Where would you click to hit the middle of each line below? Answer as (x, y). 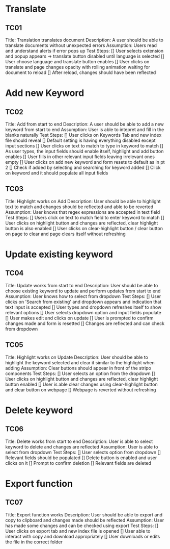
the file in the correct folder (34, 542)
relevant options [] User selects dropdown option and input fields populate (83, 312)
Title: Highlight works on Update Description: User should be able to (77, 357)
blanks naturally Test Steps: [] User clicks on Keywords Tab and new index (83, 135)
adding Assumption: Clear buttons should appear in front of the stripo (78, 368)
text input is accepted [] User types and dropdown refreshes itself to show (83, 307)
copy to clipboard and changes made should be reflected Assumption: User (85, 520)
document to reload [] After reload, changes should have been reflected (81, 72)
